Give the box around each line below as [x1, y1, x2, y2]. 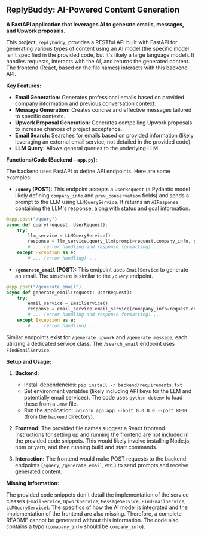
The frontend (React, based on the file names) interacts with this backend [6, 64, 188, 71]
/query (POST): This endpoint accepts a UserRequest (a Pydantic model [14, 185, 190, 193]
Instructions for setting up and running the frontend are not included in [14, 431, 189, 438]
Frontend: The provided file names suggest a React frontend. [14, 424, 167, 431]
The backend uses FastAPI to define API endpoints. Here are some [6, 167, 170, 175]
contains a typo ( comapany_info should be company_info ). [6, 523, 145, 530]
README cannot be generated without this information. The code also [6, 516, 179, 523]
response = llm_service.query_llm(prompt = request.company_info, [28, 239, 191, 245]
